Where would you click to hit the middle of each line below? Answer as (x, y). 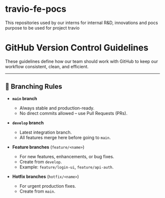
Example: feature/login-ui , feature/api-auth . (67, 167)
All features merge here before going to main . (65, 137)
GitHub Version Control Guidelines (77, 48)
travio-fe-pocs (36, 9)
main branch (25, 98)
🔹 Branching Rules (34, 87)
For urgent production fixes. (48, 186)
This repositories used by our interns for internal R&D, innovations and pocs (82, 23)
